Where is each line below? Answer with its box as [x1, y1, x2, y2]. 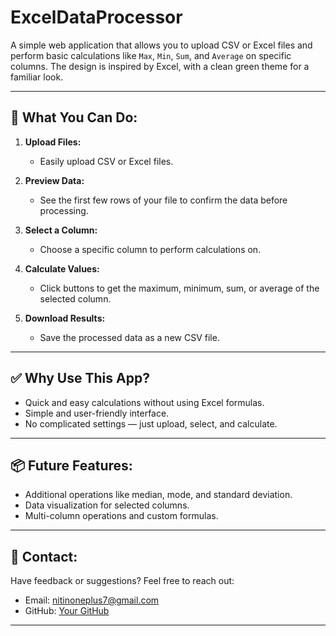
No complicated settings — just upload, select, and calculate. [24, 417, 278, 430]
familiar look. [10, 71, 64, 83]
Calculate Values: [24, 262, 100, 275]
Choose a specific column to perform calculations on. [39, 243, 262, 255]
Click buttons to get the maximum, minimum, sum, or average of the [39, 282, 320, 294]
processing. [39, 204, 89, 216]
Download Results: [24, 312, 106, 324]
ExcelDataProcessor [10, 6, 183, 29]
